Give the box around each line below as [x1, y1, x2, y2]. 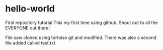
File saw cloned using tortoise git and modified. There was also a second [5, 34, 157, 40]
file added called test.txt [5, 39, 55, 45]
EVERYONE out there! [5, 24, 50, 30]
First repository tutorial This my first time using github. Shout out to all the [5, 19, 158, 25]
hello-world [5, 3, 55, 14]
